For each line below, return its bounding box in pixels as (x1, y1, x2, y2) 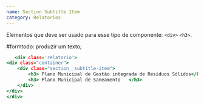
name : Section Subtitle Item (6, 8, 80, 15)
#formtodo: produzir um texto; (6, 43, 82, 50)
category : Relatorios (6, 14, 61, 21)
